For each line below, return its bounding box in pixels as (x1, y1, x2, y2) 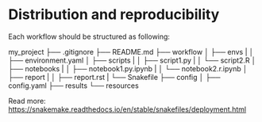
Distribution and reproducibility (8, 6, 220, 24)
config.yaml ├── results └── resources (8, 81, 139, 90)
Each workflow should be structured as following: (8, 32, 171, 41)
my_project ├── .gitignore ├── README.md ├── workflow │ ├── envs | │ (8, 47, 254, 56)
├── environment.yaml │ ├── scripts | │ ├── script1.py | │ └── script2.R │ (8, 55, 256, 65)
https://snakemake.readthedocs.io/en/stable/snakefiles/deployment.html (8, 105, 247, 114)
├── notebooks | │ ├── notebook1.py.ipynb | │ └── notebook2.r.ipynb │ (8, 63, 248, 73)
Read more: (8, 96, 46, 105)
